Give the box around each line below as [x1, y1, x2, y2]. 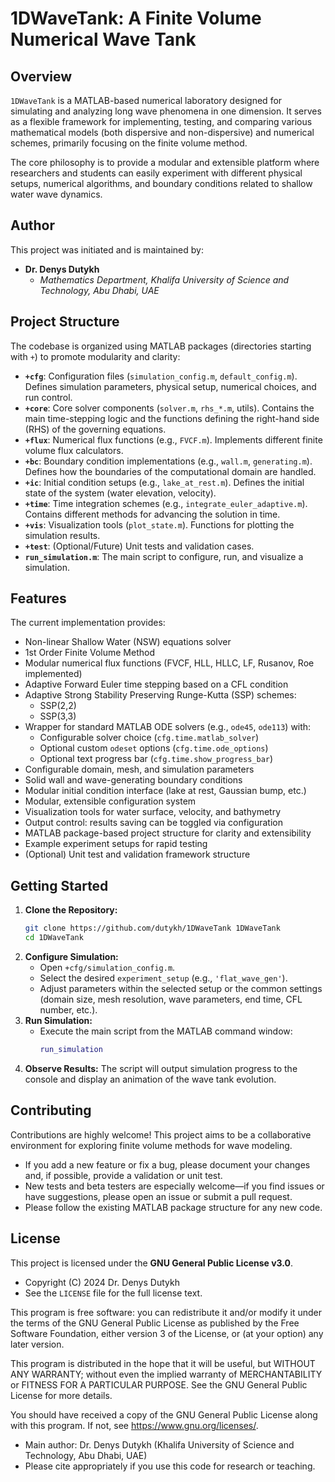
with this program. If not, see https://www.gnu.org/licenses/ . [10, 1419, 259, 1431]
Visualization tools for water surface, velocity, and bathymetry [24, 806, 281, 818]
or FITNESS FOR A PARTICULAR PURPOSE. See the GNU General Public [10, 1378, 308, 1391]
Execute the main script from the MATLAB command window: [39, 1025, 293, 1037]
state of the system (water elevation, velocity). [24, 487, 217, 499]
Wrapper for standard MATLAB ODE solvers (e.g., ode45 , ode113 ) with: [24, 721, 312, 733]
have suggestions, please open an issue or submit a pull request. [24, 1190, 293, 1202]
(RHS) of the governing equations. [24, 423, 167, 435]
